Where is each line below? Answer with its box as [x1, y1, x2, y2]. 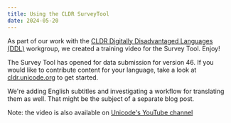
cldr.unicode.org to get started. [7, 73, 99, 82]
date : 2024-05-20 [7, 17, 59, 24]
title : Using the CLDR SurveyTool [7, 10, 110, 18]
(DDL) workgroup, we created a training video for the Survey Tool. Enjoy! [7, 44, 220, 53]
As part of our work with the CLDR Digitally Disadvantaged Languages [7, 36, 213, 45]
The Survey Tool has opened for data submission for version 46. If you [7, 58, 215, 66]
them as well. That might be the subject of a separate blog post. [7, 94, 195, 103]
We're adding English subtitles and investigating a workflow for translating [7, 87, 225, 95]
